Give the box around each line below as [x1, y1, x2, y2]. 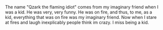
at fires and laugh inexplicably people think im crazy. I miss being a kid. [5, 19, 149, 25]
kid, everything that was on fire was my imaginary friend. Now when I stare [5, 15, 157, 20]
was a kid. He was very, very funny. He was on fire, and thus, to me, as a [5, 9, 152, 15]
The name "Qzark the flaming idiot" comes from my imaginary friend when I [5, 4, 159, 10]
